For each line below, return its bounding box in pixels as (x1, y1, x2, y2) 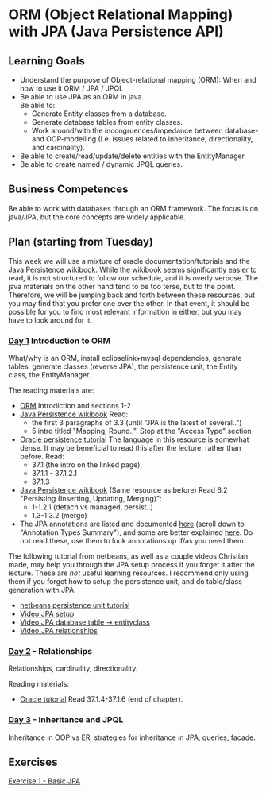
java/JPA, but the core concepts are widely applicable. (8, 212, 187, 222)
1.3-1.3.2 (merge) (31, 510, 87, 520)
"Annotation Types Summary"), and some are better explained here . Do (19, 527, 253, 537)
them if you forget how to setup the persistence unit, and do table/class (8, 576, 242, 586)
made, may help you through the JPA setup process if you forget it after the (8, 559, 256, 569)
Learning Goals (8, 54, 86, 68)
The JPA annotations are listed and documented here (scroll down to (19, 519, 245, 528)
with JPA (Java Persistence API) (8, 22, 224, 41)
